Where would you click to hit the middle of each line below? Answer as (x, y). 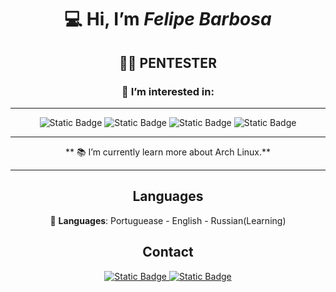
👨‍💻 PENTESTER (168, 62)
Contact (168, 252)
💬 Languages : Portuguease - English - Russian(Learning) (168, 220)
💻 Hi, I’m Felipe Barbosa (168, 19)
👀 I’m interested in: (168, 91)
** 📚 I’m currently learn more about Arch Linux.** (168, 152)
